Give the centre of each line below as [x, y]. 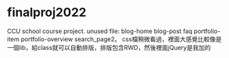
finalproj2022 [47, 12]
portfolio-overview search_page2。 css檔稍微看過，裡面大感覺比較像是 [121, 39]
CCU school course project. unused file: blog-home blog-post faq [100, 31]
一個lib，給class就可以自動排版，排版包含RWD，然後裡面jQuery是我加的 [109, 47]
